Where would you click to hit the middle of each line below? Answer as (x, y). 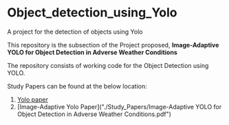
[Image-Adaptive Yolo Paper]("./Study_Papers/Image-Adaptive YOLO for (119, 106)
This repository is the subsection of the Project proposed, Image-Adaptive (113, 45)
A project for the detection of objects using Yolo (75, 32)
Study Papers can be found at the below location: (77, 86)
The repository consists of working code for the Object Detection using (108, 65)
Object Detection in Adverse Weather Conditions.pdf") (94, 114)
